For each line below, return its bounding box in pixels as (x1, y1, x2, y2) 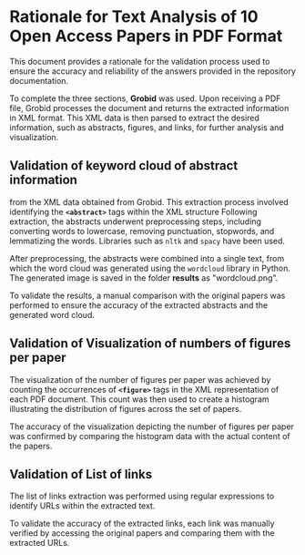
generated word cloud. (9, 309, 96, 320)
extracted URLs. (9, 538, 70, 549)
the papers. (9, 440, 53, 451)
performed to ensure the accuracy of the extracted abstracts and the (9, 299, 269, 311)
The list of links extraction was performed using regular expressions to (9, 490, 275, 502)
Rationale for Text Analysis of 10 (9, 6, 259, 27)
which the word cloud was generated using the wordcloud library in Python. (9, 262, 291, 273)
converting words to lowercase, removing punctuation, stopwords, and (9, 225, 275, 236)
